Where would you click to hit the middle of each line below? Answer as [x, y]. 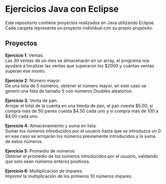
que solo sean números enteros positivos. [48, 161]
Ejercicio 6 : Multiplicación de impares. [44, 171]
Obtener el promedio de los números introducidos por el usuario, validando [82, 156]
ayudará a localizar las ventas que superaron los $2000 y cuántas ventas [80, 65]
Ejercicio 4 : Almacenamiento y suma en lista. [51, 125]
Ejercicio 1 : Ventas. [25, 55]
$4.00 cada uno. [22, 116]
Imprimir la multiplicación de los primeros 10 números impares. [69, 176]
